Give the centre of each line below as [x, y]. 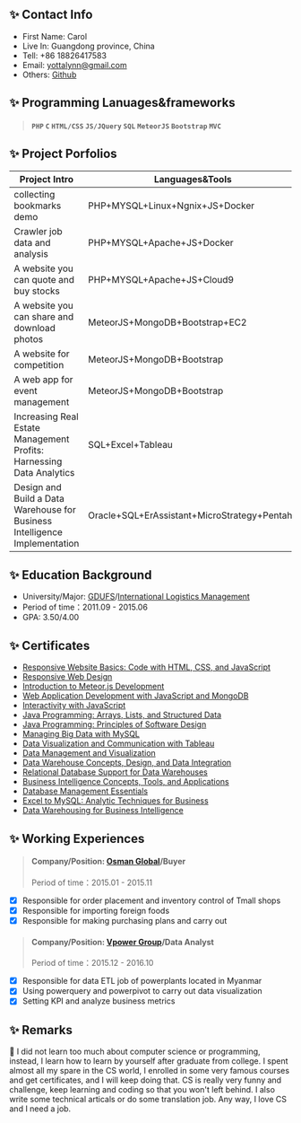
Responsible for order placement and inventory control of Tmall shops [151, 900]
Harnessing [38, 461]
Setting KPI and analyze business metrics [99, 1001]
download [35, 328]
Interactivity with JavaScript [74, 706]
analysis [31, 253]
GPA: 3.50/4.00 [51, 618]
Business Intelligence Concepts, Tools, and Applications [126, 782]
